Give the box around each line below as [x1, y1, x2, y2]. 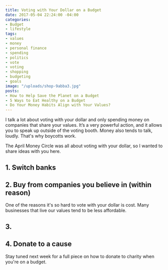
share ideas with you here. [5, 148, 61, 154]
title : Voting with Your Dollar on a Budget [5, 7, 102, 13]
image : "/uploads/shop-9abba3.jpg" [5, 83, 81, 88]
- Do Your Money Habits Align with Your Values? [5, 103, 111, 108]
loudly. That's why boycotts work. [5, 133, 77, 139]
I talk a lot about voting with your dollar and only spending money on [5, 117, 150, 123]
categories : [5, 17, 31, 22]
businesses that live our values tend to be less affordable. [5, 208, 127, 214]
